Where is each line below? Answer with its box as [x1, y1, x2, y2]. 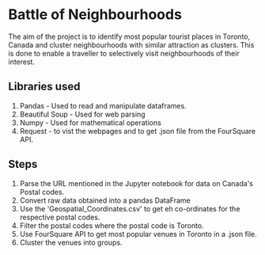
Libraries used [8, 80, 81, 93]
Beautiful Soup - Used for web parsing [19, 109, 146, 119]
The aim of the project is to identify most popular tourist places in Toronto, [8, 32, 251, 41]
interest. [8, 57, 36, 67]
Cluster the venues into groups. [19, 238, 123, 247]
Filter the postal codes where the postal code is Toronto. [19, 220, 204, 230]
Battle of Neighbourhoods [8, 6, 182, 24]
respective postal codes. [19, 212, 100, 222]
